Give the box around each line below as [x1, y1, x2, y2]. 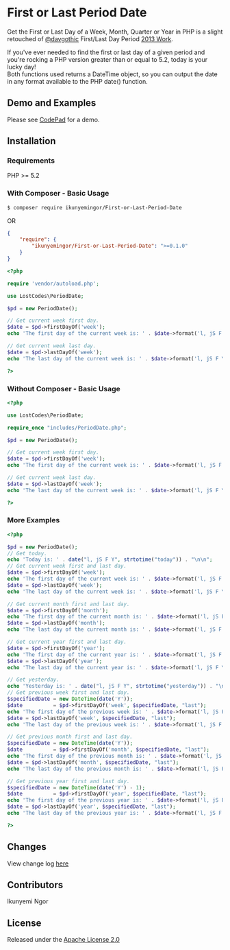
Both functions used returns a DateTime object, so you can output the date [7, 70, 218, 78]
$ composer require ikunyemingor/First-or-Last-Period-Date [7, 204, 183, 211]
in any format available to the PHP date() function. [7, 77, 149, 85]
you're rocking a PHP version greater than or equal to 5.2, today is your [7, 55, 208, 63]
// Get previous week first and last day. [7, 689, 130, 696]
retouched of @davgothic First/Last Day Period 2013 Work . [7, 34, 173, 43]
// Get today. [7, 550, 48, 557]
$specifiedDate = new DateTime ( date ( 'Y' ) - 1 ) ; [7, 784, 146, 791]
